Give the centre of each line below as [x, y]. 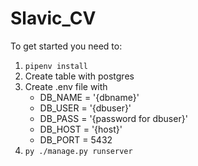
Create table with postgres [79, 76]
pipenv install [56, 66]
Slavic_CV [53, 18]
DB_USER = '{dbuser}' [85, 108]
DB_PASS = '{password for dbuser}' [113, 118]
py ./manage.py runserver [78, 151]
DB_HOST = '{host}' [81, 129]
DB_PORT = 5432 [76, 139]
